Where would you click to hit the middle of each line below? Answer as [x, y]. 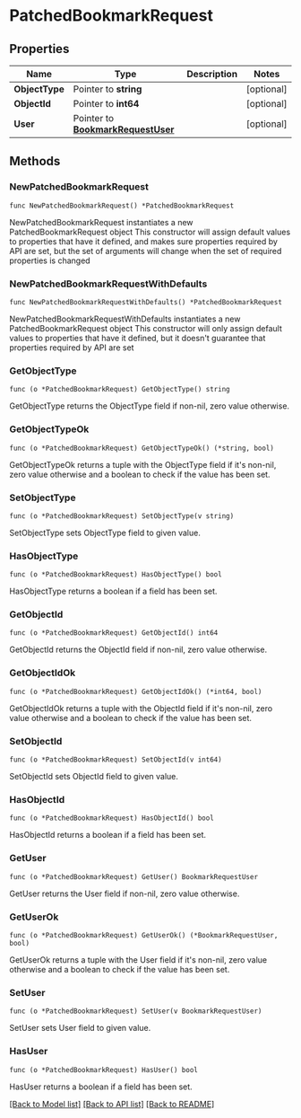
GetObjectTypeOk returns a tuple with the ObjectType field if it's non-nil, [143, 464]
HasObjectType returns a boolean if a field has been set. [113, 591]
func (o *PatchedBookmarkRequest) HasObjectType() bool [116, 575]
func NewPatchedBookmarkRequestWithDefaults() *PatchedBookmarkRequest [146, 302]
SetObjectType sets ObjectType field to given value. [105, 533]
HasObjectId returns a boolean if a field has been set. [108, 835]
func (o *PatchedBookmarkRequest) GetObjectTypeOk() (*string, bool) [142, 448]
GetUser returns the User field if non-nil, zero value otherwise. [125, 894]
